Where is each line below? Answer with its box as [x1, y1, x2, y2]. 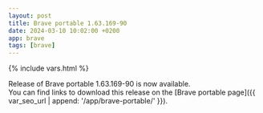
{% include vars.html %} [8, 63, 90, 73]
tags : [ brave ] [8, 42, 56, 50]
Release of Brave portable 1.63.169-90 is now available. [8, 79, 191, 89]
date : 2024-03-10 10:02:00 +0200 [8, 26, 120, 34]
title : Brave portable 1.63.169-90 [8, 19, 127, 27]
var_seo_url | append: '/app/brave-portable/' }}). [8, 96, 168, 106]
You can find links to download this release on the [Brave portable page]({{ [8, 87, 256, 97]
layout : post [8, 11, 52, 20]
